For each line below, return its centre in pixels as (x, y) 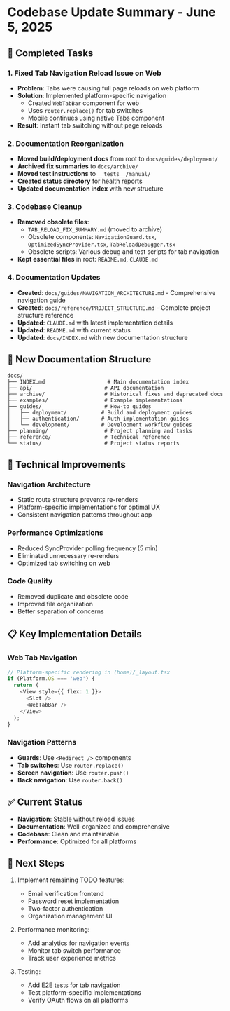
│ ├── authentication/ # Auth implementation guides (98, 419)
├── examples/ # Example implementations (95, 400)
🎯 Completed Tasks (50, 53)
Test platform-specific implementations (85, 993)
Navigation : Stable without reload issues (76, 819)
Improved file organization (55, 604)
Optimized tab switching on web (64, 563)
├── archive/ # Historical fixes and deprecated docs (115, 394)
